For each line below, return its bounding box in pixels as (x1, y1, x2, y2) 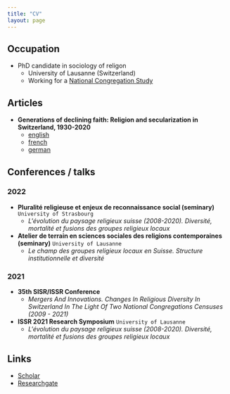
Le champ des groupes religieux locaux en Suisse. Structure (27, 246, 203, 255)
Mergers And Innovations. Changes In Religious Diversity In (27, 295, 200, 303)
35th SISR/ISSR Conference (17, 288, 101, 296)
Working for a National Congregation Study (27, 77, 153, 85)
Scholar (17, 371, 40, 380)
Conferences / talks (7, 166, 96, 178)
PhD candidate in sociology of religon (17, 61, 127, 70)
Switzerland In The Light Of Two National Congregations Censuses (27, 303, 224, 311)
